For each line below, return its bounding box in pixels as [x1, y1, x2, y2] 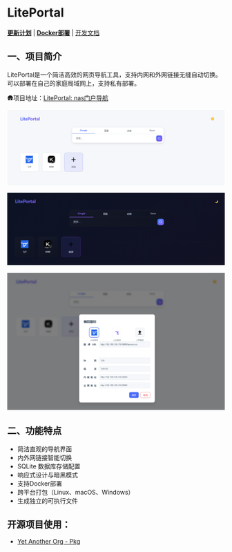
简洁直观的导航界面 [17, 444, 72, 453]
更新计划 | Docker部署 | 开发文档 [7, 28, 100, 37]
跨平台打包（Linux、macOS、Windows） [17, 488, 135, 496]
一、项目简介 [7, 50, 62, 63]
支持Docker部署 [17, 479, 63, 488]
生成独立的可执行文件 [17, 496, 78, 505]
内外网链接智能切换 [17, 453, 72, 461]
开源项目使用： [7, 518, 71, 530]
